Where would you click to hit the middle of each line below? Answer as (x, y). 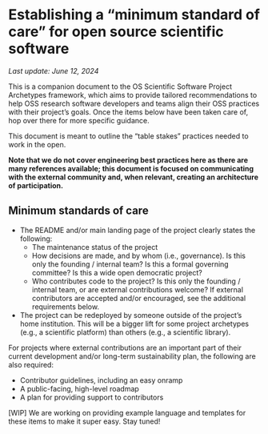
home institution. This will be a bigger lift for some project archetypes (134, 323)
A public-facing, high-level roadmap (80, 388)
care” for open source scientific (116, 32)
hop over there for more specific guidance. (79, 120)
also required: (31, 364)
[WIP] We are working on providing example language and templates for (127, 412)
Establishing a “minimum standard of (134, 15)
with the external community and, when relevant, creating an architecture (133, 177)
